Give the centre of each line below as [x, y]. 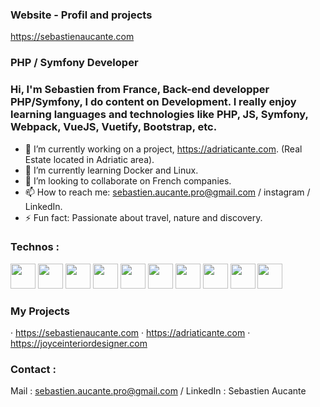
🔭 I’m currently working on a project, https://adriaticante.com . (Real [163, 149]
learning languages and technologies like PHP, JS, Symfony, [159, 115]
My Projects [40, 311]
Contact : [33, 370]
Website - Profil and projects [81, 15]
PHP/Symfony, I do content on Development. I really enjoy [153, 102]
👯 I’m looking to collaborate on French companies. [128, 180]
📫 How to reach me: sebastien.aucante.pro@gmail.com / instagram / [167, 192]
